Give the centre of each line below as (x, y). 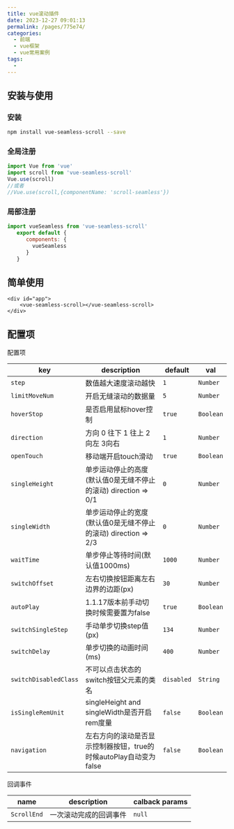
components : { (46, 239)
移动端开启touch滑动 (119, 457)
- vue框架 (26, 46)
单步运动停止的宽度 (117, 513)
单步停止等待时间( (115, 555)
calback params (161, 802)
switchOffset (32, 584)
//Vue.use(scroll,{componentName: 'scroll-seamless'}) (88, 192)
